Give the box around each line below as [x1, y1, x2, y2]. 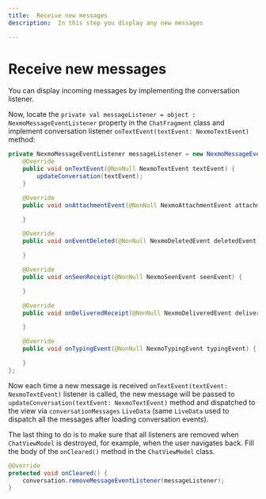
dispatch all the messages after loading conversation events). [8, 414, 209, 424]
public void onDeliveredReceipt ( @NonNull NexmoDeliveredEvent [22, 309, 232, 317]
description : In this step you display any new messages [8, 19, 203, 27]
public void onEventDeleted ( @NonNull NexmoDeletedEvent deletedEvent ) [22, 237, 260, 245]
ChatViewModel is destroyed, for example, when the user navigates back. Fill [8, 438, 255, 448]
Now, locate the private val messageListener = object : [8, 110, 196, 119]
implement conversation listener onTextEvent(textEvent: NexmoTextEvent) [8, 127, 249, 136]
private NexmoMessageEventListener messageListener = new [8, 150, 203, 158]
